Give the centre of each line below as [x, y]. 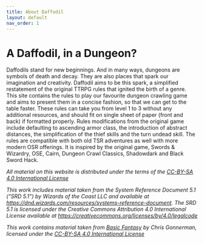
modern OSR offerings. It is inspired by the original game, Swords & [90, 147]
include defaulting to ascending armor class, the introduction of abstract [97, 128]
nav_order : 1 [23, 23]
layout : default [27, 18]
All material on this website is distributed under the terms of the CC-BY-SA [100, 172]
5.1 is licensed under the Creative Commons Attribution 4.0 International [96, 209]
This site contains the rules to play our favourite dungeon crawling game [97, 96]
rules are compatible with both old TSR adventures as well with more [92, 141]
